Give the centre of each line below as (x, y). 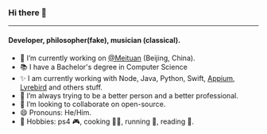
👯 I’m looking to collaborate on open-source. (93, 104)
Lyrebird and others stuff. (61, 87)
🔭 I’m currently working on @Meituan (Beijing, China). (108, 58)
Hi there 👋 (28, 13)
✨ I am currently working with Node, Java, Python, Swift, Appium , (128, 78)
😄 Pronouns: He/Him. (55, 112)
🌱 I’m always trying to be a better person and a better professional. (129, 95)
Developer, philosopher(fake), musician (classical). (95, 40)
